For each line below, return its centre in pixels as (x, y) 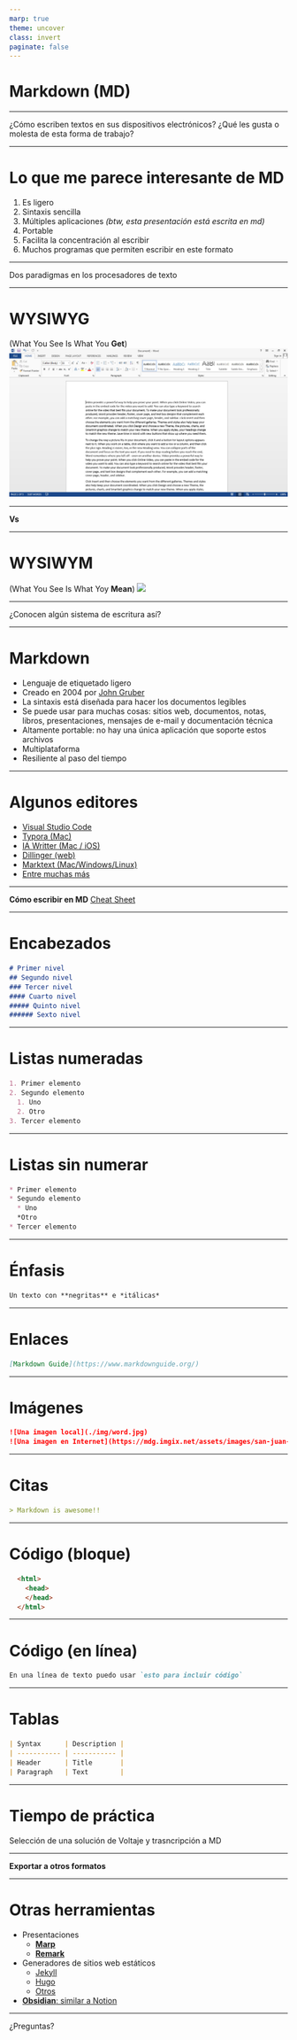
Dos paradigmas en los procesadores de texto (93, 275)
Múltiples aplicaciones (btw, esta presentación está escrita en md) (143, 221)
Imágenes (46, 1408)
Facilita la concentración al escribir (85, 240)
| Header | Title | (67, 1763)
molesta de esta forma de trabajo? (72, 134)
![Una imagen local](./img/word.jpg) (79, 1432)
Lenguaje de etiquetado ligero (76, 683)
